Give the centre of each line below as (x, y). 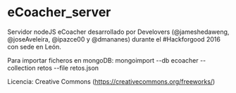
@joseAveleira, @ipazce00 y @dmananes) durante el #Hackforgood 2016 (114, 39)
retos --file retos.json (68, 68)
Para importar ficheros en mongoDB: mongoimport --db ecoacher (103, 60)
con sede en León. (34, 46)
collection (21, 68)
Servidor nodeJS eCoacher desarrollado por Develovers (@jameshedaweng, (118, 32)
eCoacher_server (59, 12)
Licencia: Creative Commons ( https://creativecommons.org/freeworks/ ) (111, 81)
